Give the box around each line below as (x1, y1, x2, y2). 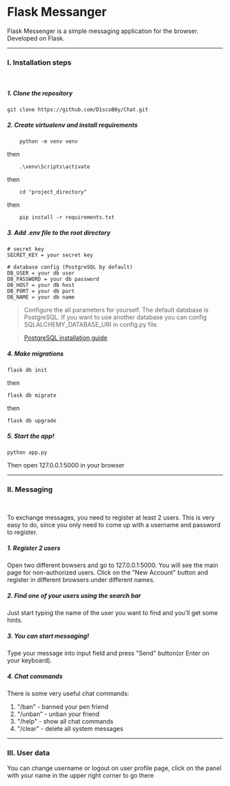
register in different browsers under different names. (7, 576, 155, 584)
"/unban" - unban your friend (16, 710, 100, 718)
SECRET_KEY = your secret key (7, 252, 94, 259)
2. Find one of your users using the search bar (7, 591, 142, 599)
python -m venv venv (19, 138, 78, 145)
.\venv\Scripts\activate (19, 163, 90, 170)
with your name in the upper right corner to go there (7, 771, 154, 779)
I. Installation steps (7, 58, 72, 67)
